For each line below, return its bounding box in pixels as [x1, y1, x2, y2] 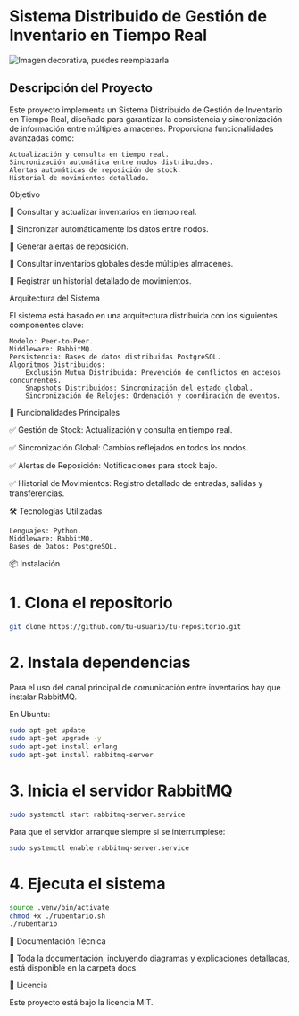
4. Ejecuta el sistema [9, 873, 166, 894]
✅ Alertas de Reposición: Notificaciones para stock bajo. [9, 459, 218, 470]
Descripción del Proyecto [9, 80, 154, 95]
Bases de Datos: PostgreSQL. [9, 541, 118, 550]
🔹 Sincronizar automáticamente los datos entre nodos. [9, 223, 209, 234]
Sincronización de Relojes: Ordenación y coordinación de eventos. [25, 391, 281, 401]
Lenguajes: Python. [9, 526, 82, 535]
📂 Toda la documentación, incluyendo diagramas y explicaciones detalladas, [9, 953, 290, 964]
